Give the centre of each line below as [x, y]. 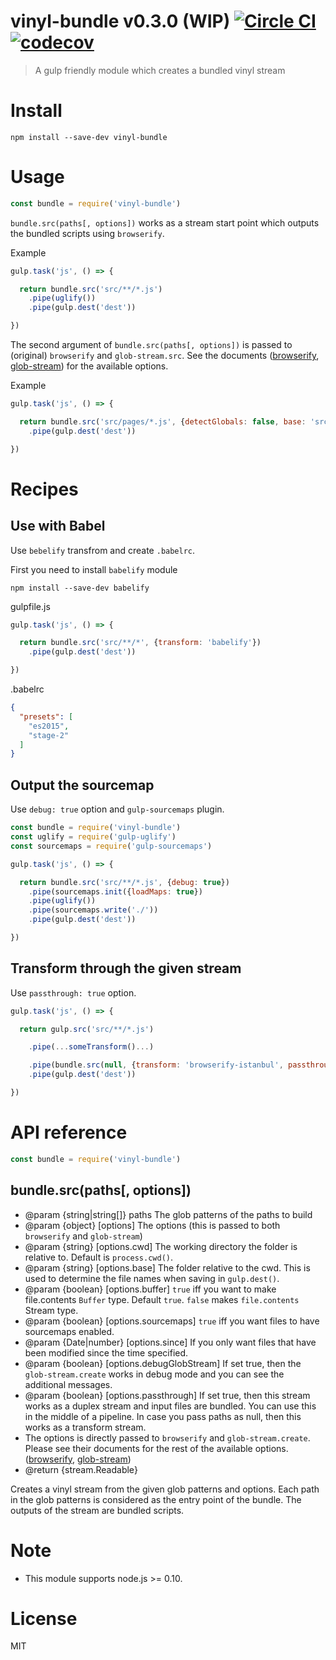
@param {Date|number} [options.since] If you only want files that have [170, 1342]
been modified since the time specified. [106, 1352]
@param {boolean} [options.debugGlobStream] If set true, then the [163, 1363]
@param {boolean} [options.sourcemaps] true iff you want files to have [172, 1321]
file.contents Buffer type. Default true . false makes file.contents [162, 1299]
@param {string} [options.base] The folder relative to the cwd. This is [167, 1267]
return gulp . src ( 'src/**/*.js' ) [87, 1029]
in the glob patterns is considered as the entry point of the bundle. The [156, 1499]
